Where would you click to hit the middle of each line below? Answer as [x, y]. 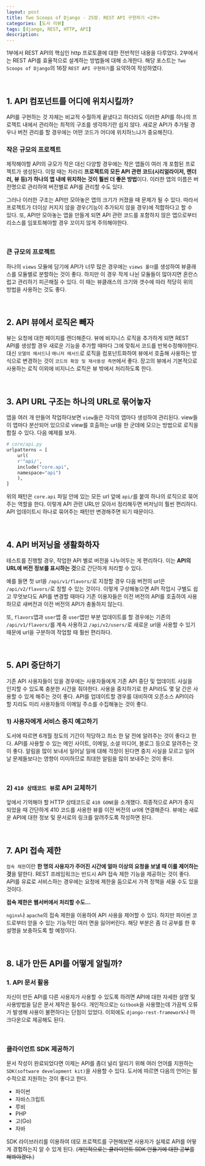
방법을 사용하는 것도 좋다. [37, 289]
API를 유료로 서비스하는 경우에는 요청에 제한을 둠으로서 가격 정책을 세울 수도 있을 [103, 882]
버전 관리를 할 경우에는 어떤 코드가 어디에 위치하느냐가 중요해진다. [95, 132]
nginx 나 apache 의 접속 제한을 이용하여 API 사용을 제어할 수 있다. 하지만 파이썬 [99, 915]
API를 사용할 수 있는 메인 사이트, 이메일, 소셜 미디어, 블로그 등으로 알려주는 [103, 743]
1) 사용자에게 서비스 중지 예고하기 [52, 721]
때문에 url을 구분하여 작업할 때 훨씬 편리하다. [59, 632]
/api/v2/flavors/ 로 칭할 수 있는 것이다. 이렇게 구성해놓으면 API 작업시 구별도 [99, 588]
